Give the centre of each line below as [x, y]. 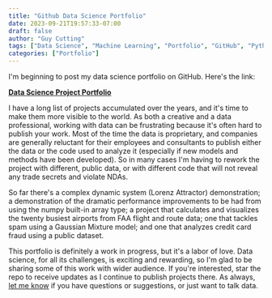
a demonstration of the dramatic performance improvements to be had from [135, 201]
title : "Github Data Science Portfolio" [78, 16]
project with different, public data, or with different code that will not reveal [133, 168]
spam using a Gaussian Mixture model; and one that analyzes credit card [130, 227]
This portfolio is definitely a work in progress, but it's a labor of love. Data [131, 251]
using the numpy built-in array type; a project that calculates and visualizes [134, 210]
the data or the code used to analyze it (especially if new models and [123, 151]
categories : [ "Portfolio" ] [54, 53]
